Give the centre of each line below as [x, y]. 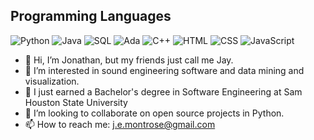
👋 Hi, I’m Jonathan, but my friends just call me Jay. [129, 60]
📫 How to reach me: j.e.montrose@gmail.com [120, 124]
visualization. [52, 81]
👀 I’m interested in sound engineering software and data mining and [164, 70]
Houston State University [76, 102]
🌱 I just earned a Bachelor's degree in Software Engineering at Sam [163, 91]
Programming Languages [91, 16]
